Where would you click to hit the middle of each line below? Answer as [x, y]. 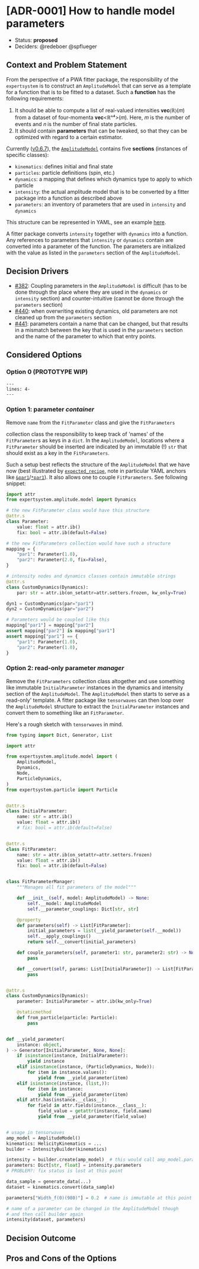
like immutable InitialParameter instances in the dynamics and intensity [95, 687]
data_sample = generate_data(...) [49, 1182]
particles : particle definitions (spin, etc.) [65, 172]
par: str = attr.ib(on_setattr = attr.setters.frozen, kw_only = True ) [102, 593]
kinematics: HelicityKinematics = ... [54, 1144]
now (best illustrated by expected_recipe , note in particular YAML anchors [96, 470]
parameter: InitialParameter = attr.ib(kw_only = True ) [84, 1001]
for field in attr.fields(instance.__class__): [87, 1105]
